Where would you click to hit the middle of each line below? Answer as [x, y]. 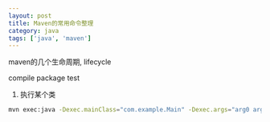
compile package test [44, 78]
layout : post [30, 16]
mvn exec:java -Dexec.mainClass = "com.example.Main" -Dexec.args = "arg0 [129, 110]
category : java [34, 31]
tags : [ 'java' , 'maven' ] [50, 38]
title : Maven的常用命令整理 [51, 23]
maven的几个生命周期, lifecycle [60, 62]
